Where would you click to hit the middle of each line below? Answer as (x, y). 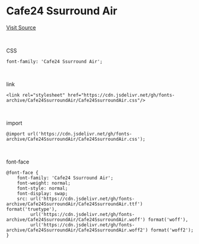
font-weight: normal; (44, 183)
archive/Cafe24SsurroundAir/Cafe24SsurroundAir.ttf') (75, 204)
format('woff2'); (172, 230)
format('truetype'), (32, 209)
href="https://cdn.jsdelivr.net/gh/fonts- (121, 95)
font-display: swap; (42, 193)
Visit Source (21, 27)
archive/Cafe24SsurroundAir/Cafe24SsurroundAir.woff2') (77, 230)
